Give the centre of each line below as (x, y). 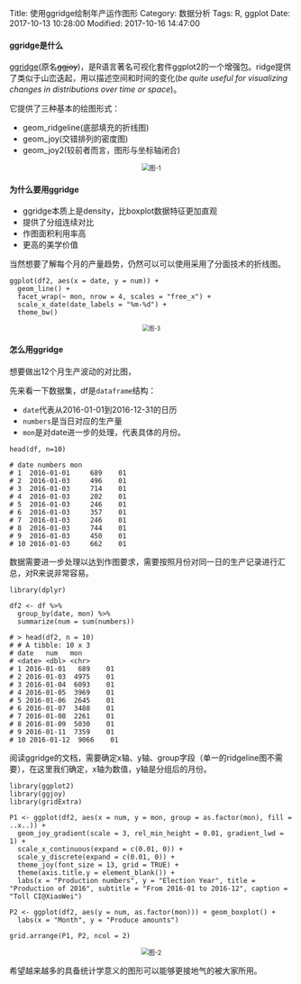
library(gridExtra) (46, 802)
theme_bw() (38, 313)
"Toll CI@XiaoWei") (46, 896)
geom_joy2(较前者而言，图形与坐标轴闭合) (101, 150)
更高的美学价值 (50, 245)
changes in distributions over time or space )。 (96, 89)
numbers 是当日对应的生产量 (72, 421)
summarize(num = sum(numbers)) (76, 621)
